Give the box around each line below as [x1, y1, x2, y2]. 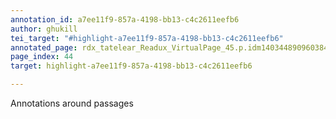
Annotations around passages [10, 97, 134, 109]
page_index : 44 [10, 52, 74, 62]
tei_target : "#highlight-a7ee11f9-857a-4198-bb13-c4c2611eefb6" [10, 33, 284, 43]
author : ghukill [10, 24, 78, 34]
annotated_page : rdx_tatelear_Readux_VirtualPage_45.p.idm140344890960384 [10, 42, 329, 53]
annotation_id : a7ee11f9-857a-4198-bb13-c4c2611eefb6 [10, 14, 240, 25]
